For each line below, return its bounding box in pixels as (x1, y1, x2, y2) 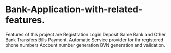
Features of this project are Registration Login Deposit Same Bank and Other (5, 31, 166, 37)
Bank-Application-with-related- (5, 4, 143, 15)
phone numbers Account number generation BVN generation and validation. (5, 42, 165, 48)
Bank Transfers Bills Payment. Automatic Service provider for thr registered (5, 37, 163, 43)
